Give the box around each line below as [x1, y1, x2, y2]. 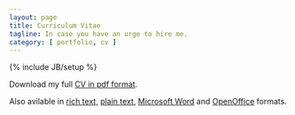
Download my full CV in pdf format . [9, 79, 138, 89]
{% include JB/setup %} [9, 62, 97, 73]
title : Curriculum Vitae [9, 21, 101, 30]
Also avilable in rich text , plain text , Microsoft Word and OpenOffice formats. [9, 96, 288, 107]
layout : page [9, 12, 58, 22]
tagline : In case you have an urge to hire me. [9, 29, 189, 38]
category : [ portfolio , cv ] [9, 37, 117, 47]
